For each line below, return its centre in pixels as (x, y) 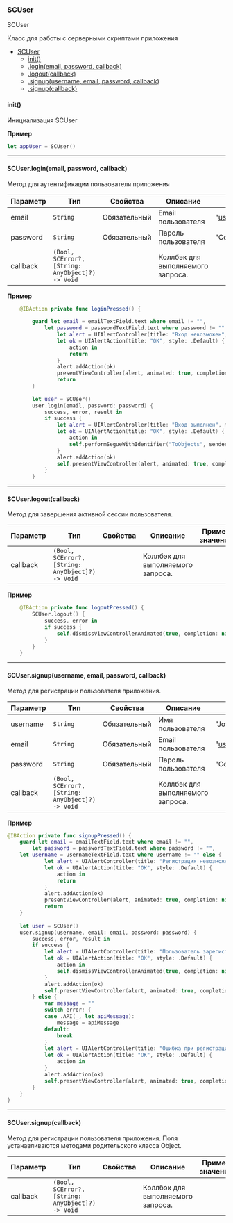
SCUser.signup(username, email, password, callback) (87, 675)
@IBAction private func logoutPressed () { (82, 608)
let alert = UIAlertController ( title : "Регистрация (120, 862)
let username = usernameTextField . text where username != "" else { (121, 855)
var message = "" (69, 1003)
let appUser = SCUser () (42, 146)
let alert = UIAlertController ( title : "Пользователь (122, 952)
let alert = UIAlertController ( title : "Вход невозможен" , (142, 335)
